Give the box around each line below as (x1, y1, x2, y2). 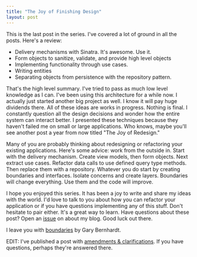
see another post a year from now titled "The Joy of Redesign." (6, 128, 160, 136)
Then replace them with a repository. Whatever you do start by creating (6, 165, 180, 172)
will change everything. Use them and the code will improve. (6, 178, 154, 185)
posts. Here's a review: (6, 37, 62, 44)
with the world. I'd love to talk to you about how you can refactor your (6, 196, 176, 203)
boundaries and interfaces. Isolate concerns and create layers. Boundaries (6, 172, 188, 179)
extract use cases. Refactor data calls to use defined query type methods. (6, 159, 187, 166)
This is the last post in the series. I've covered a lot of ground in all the (6, 30, 177, 37)
